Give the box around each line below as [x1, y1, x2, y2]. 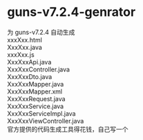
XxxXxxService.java [7, 102, 64, 110]
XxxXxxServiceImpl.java [7, 109, 76, 118]
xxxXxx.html [7, 35, 43, 44]
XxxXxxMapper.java [7, 80, 64, 88]
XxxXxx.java [7, 43, 43, 51]
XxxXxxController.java [7, 65, 70, 73]
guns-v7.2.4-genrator [7, 4, 136, 20]
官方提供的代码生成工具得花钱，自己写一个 [7, 125, 128, 133]
